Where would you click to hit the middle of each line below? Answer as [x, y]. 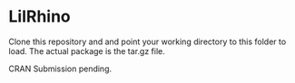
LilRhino [40, 17]
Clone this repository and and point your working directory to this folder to [147, 41]
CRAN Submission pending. [60, 69]
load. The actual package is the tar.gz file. [87, 51]
